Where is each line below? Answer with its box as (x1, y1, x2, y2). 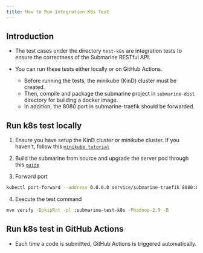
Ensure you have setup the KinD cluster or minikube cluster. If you (14, 137, 179, 144)
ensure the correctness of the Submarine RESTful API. (14, 54, 150, 61)
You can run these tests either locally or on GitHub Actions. (14, 65, 163, 73)
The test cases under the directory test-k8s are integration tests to (14, 47, 182, 54)
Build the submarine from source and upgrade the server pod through (14, 155, 189, 162)
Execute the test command (14, 195, 82, 203)
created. (24, 84, 45, 91)
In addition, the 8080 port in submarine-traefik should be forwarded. (24, 103, 195, 110)
